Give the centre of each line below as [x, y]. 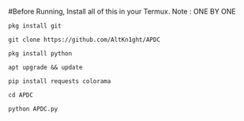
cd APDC [21, 95]
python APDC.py [33, 109]
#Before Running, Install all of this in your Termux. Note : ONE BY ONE [122, 11]
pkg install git [35, 26]
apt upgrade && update [45, 67]
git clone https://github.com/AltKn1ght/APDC [84, 40]
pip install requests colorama [60, 81]
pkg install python [40, 54]
